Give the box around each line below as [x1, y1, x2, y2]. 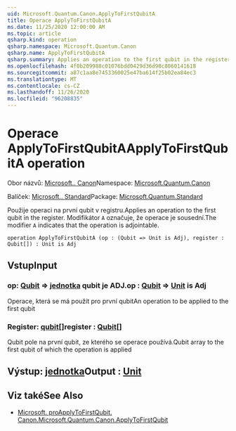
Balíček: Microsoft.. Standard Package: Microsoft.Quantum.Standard [7, 192, 204, 200]
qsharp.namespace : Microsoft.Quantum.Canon [7, 43, 137, 50]
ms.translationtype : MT [7, 75, 77, 83]
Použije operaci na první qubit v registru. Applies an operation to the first [7, 205, 216, 214]
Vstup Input [7, 259, 58, 271]
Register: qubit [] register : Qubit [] [7, 321, 122, 331]
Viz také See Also [7, 390, 84, 401]
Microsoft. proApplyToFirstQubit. [17, 409, 112, 417]
